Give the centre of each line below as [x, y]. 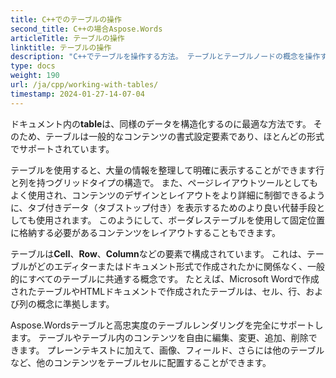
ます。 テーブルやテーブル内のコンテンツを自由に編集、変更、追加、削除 [159, 337]
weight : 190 [35, 76]
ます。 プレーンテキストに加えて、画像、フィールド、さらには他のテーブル [171, 350]
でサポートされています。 [62, 148]
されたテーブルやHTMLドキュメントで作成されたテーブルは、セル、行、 [158, 291]
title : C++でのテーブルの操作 [66, 19]
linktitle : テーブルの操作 [61, 47]
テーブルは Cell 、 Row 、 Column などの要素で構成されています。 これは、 [158, 253]
